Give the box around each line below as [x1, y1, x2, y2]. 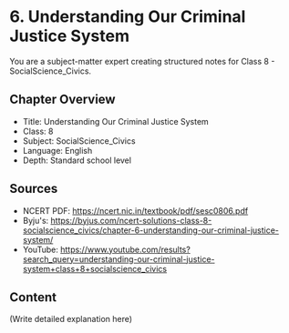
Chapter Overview [9, 92, 116, 107]
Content [9, 289, 57, 305]
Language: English [22, 145, 93, 156]
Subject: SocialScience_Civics [22, 135, 136, 146]
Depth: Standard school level [22, 155, 132, 166]
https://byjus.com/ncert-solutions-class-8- [50, 215, 212, 226]
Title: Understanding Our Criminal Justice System [22, 116, 210, 126]
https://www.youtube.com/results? [60, 244, 191, 255]
